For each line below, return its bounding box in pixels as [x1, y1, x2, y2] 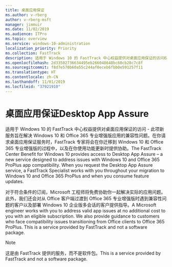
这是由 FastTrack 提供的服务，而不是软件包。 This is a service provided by [5, 250, 161, 256]
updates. [5, 178, 24, 184]
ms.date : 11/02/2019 [5, 27, 50, 32]
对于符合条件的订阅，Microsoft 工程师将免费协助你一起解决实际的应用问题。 [5, 189, 166, 195]
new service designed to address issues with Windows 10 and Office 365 [5, 156, 160, 163]
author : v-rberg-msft [5, 17, 52, 22]
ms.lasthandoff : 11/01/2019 [5, 79, 66, 84]
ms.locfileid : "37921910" [5, 84, 60, 89]
